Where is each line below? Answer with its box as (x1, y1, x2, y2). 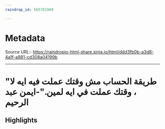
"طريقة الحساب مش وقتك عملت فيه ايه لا (5, 76, 157, 87)
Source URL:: (5, 49, 32, 54)
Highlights (5, 116, 38, 125)
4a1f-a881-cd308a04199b (5, 54, 58, 60)
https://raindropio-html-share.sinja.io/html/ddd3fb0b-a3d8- (32, 49, 154, 54)
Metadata (5, 32, 45, 44)
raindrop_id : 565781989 (5, 7, 54, 12)
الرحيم (5, 97, 29, 108)
